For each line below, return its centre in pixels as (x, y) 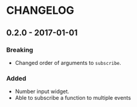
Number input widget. (42, 91)
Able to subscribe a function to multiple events (73, 98)
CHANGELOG (40, 11)
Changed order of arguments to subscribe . (68, 63)
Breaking (20, 50)
